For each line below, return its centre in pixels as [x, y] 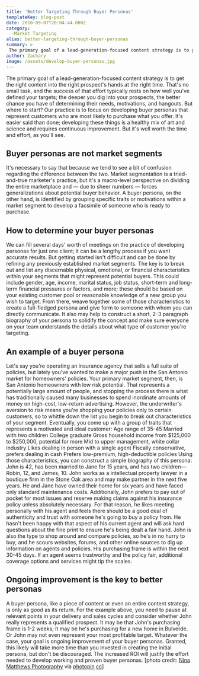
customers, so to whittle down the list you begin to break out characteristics [99, 416]
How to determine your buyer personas [80, 230]
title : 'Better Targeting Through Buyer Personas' [70, 12]
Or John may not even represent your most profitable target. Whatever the [97, 634]
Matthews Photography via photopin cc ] [55, 666]
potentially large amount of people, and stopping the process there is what [97, 391]
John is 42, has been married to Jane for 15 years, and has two [83, 467]
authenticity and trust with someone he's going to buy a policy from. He [94, 517]
